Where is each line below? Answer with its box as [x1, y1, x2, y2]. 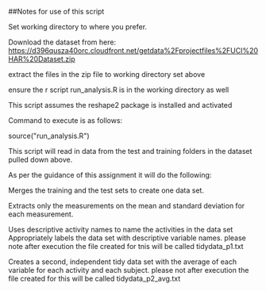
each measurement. [8, 209, 74, 219]
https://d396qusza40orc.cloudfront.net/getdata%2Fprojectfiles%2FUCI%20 [8, 46, 259, 55]
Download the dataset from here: [8, 37, 117, 47]
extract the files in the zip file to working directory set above [8, 70, 206, 78]
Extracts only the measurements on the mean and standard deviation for [8, 201, 245, 210]
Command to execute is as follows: [8, 116, 123, 125]
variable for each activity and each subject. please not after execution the [8, 266, 249, 274]
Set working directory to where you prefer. [8, 22, 148, 31]
